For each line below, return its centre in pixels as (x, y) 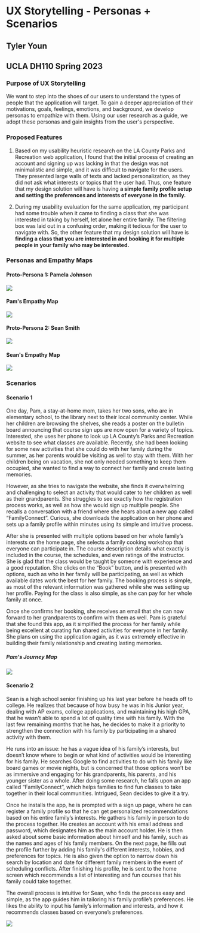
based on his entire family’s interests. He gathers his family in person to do (98, 817)
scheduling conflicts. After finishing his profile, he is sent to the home (92, 868)
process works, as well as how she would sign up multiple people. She (93, 505)
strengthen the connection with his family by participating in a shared (91, 730)
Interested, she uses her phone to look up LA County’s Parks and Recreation (100, 437)
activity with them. (29, 737)
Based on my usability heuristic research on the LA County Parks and (100, 151)
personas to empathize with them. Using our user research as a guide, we (97, 116)
